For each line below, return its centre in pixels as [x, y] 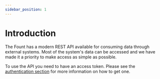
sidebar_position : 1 [26, 9]
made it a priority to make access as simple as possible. [61, 57]
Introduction [31, 33]
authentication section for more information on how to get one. [68, 71]
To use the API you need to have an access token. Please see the [70, 66]
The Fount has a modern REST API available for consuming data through [77, 47]
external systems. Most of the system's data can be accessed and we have [80, 52]
